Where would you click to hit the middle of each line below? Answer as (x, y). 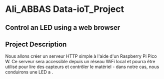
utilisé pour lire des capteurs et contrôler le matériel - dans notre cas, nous (82, 67)
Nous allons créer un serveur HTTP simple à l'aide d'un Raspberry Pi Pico (81, 56)
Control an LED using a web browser (63, 28)
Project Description (36, 44)
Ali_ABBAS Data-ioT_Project (65, 9)
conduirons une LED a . (29, 72)
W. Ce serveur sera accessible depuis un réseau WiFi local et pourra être (80, 62)
